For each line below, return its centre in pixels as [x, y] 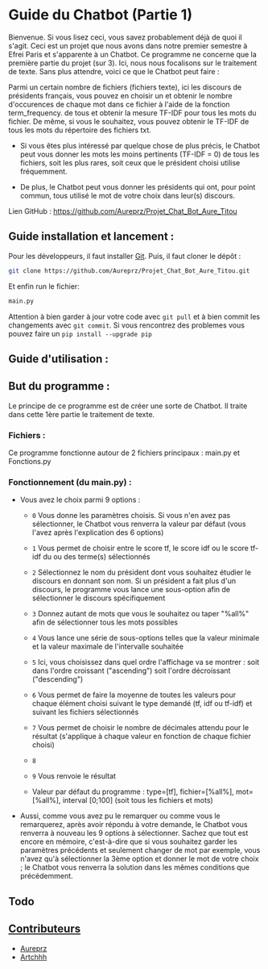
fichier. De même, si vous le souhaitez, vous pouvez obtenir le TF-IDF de [129, 121]
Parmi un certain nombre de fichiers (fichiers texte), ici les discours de [125, 87]
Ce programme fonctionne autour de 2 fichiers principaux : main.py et [124, 453]
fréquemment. [43, 171]
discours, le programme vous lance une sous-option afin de [131, 590]
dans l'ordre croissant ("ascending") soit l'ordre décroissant [131, 670]
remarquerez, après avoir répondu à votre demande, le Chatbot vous [134, 825]
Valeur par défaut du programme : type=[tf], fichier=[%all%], [133, 791]
